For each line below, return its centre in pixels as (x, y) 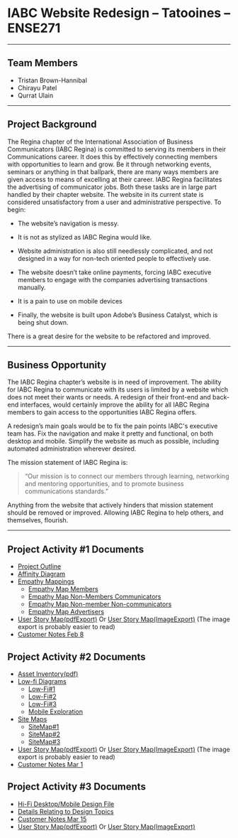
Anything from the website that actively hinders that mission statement (110, 505)
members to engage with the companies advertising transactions (112, 279)
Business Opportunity (57, 365)
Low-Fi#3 (42, 704)
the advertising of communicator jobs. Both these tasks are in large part (112, 187)
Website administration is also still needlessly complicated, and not (115, 251)
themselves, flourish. (38, 520)
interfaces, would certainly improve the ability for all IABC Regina (115, 405)
